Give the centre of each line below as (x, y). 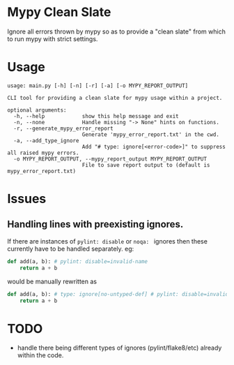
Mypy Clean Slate (59, 12)
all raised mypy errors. (43, 153)
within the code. (40, 355)
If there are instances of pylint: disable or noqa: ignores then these (107, 241)
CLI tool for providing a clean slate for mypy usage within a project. (115, 98)
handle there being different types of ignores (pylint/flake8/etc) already (119, 348)
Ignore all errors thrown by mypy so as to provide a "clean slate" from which (117, 31)
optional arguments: (37, 110)
